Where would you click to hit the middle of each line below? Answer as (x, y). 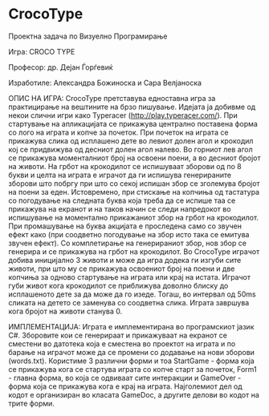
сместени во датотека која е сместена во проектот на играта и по (122, 343)
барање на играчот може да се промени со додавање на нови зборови (132, 352)
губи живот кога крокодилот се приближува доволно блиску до (118, 285)
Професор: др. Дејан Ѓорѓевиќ (61, 67)
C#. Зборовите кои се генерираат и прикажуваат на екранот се (118, 335)
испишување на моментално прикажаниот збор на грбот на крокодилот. (134, 217)
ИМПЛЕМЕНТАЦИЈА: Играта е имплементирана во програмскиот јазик (131, 326)
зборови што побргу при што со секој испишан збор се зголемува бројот (134, 183)
